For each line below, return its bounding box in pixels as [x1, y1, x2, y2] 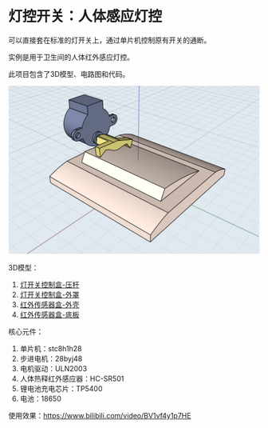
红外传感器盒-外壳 [19, 300, 80, 310]
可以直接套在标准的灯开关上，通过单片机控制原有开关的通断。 [8, 35, 211, 45]
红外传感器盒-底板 [19, 310, 80, 320]
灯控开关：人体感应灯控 [8, 7, 163, 26]
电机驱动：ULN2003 [19, 364, 88, 374]
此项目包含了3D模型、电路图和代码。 [8, 69, 130, 78]
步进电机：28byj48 [19, 354, 83, 364]
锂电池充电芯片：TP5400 [19, 384, 103, 394]
